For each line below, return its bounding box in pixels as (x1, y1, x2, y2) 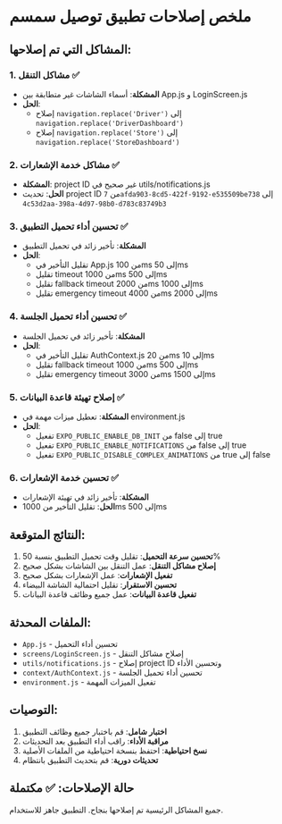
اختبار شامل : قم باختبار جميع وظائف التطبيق (21, 726, 168, 736)
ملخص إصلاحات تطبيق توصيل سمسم (9, 6, 252, 27)
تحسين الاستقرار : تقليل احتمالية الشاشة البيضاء (21, 579, 177, 591)
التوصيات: (9, 702, 58, 718)
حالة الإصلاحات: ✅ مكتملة (9, 780, 135, 796)
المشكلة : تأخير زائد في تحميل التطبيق (21, 240, 147, 251)
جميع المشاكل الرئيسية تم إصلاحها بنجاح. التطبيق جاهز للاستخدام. (9, 804, 224, 815)
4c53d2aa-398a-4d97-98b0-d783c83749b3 (21, 199, 167, 209)
